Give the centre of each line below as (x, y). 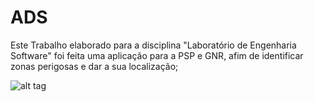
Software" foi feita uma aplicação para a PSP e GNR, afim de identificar (157, 55)
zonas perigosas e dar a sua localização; (94, 66)
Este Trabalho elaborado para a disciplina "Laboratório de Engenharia (153, 45)
